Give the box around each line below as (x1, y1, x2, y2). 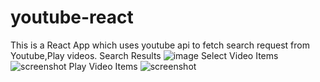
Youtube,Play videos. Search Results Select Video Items (10, 49, 279, 61)
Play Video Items (68, 60, 138, 72)
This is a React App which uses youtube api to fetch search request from (10, 39, 310, 51)
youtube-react (10, 6, 134, 29)
